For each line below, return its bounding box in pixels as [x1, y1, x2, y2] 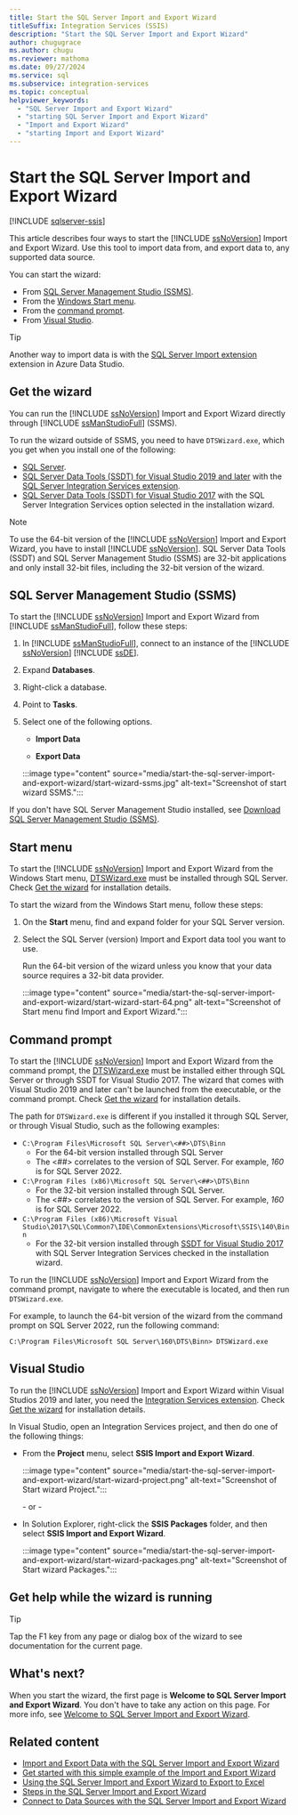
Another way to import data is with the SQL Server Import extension [9, 349, 258, 360]
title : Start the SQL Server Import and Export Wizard [9, 12, 217, 22]
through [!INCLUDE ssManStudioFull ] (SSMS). [9, 417, 178, 428]
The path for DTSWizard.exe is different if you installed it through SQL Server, [9, 1111, 289, 1122]
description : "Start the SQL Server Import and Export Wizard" [9, 29, 249, 38]
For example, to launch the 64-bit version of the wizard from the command [9, 1310, 283, 1322]
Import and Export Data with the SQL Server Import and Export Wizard [21, 1758, 280, 1769]
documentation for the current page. [9, 1640, 143, 1651]
